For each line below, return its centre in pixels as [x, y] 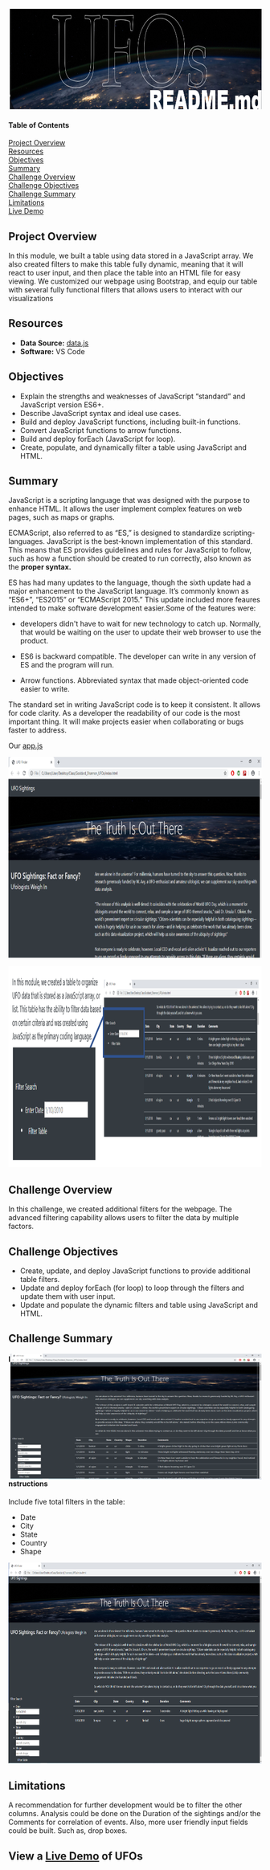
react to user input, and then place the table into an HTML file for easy [125, 273]
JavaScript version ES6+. [62, 404]
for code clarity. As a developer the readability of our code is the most [125, 713]
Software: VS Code [53, 351]
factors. [21, 1227]
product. [34, 641]
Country [33, 1542]
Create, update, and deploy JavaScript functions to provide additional [135, 1271]
